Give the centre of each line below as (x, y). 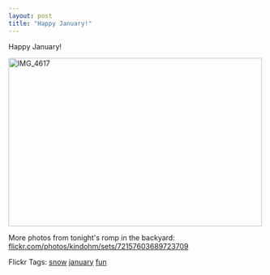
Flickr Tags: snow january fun (58, 262)
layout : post (30, 16)
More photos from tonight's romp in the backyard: (92, 237)
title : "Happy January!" (50, 23)
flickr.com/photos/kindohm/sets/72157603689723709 (99, 246)
